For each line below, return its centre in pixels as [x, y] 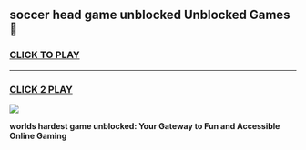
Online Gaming [38, 135]
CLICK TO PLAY [45, 55]
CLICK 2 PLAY [41, 89]
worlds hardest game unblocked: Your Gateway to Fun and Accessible [145, 125]
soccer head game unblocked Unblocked [128, 15]
